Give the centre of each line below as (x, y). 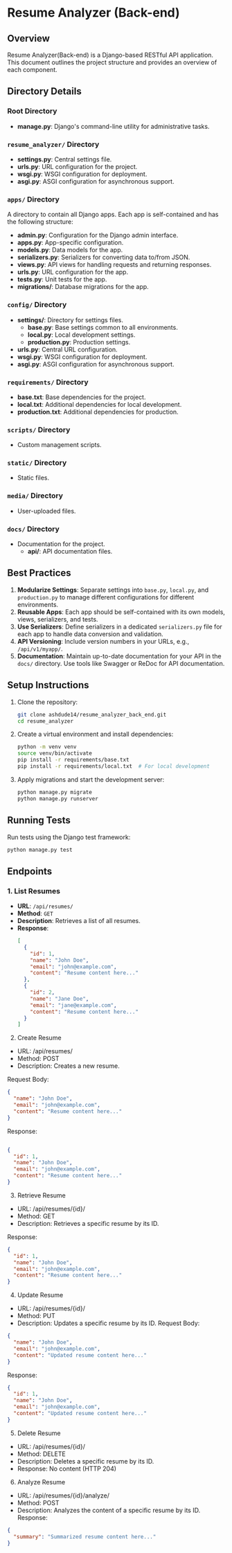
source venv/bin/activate (54, 753)
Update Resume (40, 1295)
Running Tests (39, 820)
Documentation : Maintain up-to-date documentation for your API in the (119, 656)
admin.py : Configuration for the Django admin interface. (98, 235)
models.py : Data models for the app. (70, 250)
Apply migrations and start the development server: (91, 779)
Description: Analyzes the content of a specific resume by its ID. (109, 1510)
